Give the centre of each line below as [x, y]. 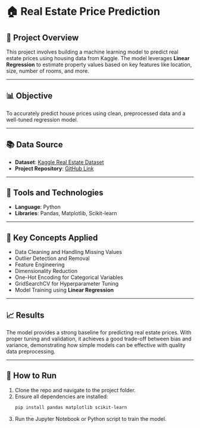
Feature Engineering [40, 265]
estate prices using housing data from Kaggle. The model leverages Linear [98, 58]
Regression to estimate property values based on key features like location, [99, 64]
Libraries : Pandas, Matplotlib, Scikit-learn [66, 213]
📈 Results [25, 315]
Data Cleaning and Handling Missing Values [68, 252]
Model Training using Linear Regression [64, 290]
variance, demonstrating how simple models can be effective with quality [96, 345]
